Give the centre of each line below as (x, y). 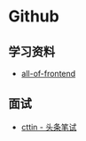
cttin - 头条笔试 (49, 127)
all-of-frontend (48, 74)
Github (34, 17)
